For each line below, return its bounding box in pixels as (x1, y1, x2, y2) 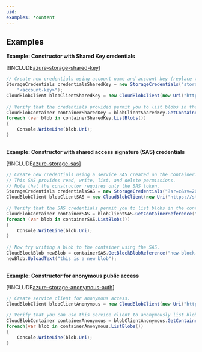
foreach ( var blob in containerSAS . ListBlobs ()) (6, 216, 130, 223)
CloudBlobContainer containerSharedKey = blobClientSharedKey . (6, 110, 168, 116)
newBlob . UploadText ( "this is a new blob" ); (6, 255, 117, 262)
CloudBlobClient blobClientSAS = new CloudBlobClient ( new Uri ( (6, 194, 168, 200)
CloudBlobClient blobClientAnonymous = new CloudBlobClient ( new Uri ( (6, 301, 185, 307)
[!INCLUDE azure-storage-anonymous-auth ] (6, 283, 115, 291)
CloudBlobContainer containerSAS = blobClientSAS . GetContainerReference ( (6, 211, 195, 217)
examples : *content (6, 14, 55, 20)
